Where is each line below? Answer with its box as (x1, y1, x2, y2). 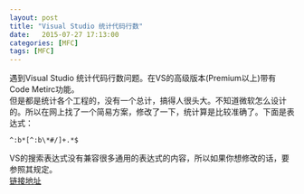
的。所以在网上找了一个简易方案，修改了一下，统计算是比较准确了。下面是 (9, 106, 287, 117)
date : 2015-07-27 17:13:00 (9, 30, 119, 39)
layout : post (9, 13, 59, 23)
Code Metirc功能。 (9, 84, 80, 95)
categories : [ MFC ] (9, 38, 79, 48)
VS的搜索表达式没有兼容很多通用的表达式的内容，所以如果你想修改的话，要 (9, 152, 290, 163)
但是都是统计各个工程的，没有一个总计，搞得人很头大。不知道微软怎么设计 (9, 96, 287, 106)
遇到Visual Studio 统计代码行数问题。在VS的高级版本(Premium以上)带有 (9, 73, 277, 84)
